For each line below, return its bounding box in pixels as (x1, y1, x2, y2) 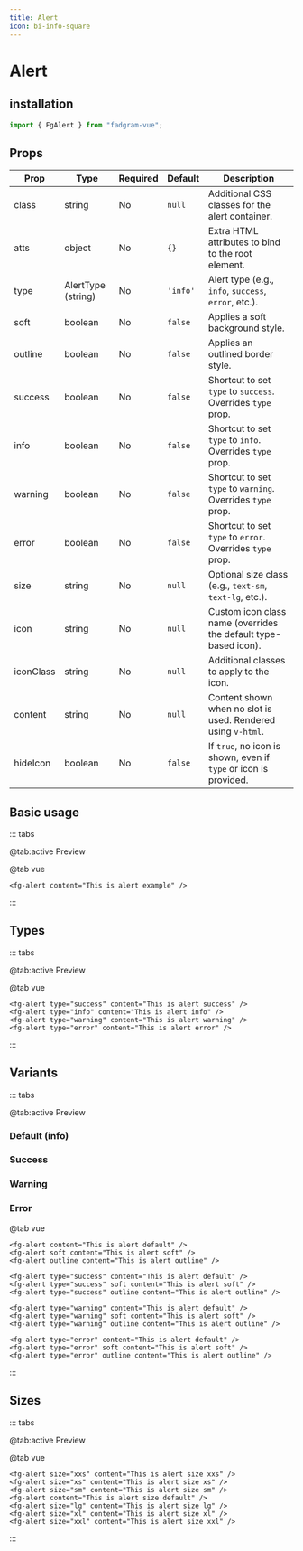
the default (207, 628, 254, 641)
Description (223, 173, 275, 185)
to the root (207, 248, 252, 260)
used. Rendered (207, 714, 276, 727)
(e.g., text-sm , (207, 579, 268, 592)
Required (118, 173, 159, 185)
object (64, 241, 92, 254)
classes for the (207, 199, 271, 211)
